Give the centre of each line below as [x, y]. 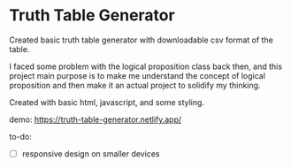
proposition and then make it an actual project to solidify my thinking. [135, 85]
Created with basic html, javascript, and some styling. [107, 102]
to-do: [21, 136]
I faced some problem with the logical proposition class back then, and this [146, 66]
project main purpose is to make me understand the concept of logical [137, 75]
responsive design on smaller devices [91, 153]
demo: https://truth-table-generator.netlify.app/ [96, 119]
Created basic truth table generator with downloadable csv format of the [142, 40]
